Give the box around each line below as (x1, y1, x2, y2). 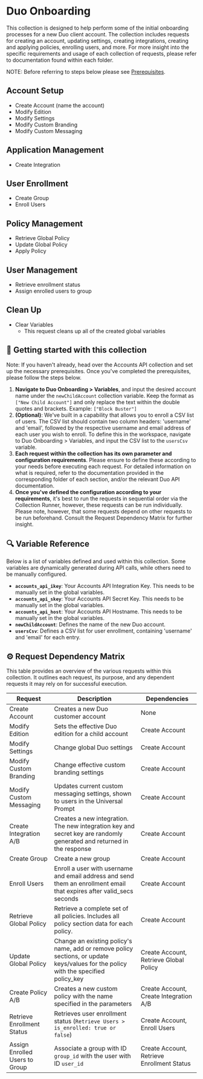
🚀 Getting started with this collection (6, 345, 147, 355)
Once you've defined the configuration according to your (14, 488, 162, 495)
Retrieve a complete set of (54, 904, 129, 913)
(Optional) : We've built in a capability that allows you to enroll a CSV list (14, 411, 195, 419)
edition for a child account (54, 730, 128, 738)
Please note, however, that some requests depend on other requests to (14, 507, 192, 515)
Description (77, 694, 112, 703)
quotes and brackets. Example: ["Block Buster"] (14, 405, 137, 412)
